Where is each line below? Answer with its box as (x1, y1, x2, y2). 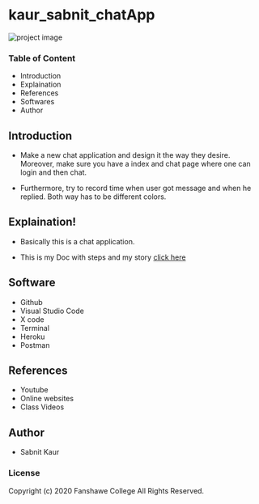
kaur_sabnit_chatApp (8, 6, 155, 24)
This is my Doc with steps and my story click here (19, 252, 186, 262)
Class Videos (19, 402, 65, 412)
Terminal (19, 323, 50, 332)
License (8, 468, 40, 479)
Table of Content (8, 53, 76, 64)
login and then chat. (19, 167, 87, 177)
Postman (19, 340, 50, 349)
